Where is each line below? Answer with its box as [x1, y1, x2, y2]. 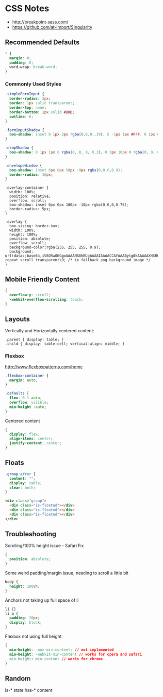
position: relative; [9, 194, 51, 199]
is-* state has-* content [5, 687, 52, 693]
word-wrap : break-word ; [9, 65, 57, 69]
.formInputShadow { [5, 127, 45, 133]
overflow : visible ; [9, 400, 49, 405]
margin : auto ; [9, 377, 38, 383]
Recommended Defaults [5, 38, 80, 47]
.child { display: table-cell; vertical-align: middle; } [5, 341, 125, 346]
